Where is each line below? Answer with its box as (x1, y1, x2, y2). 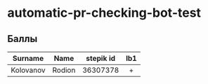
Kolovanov (11, 65, 46, 75)
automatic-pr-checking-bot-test (7, 5, 202, 21)
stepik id (86, 54, 116, 63)
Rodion (52, 65, 76, 75)
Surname (13, 54, 44, 63)
